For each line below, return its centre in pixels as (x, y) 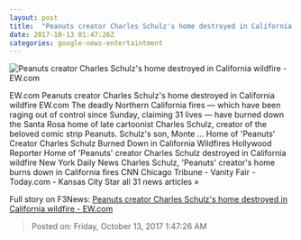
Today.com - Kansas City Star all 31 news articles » (105, 182)
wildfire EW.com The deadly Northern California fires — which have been (145, 106)
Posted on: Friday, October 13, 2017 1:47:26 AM (119, 226)
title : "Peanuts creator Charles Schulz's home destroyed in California (151, 26)
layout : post (34, 18)
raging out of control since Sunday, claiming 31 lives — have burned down (147, 115)
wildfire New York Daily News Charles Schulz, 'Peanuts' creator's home (142, 162)
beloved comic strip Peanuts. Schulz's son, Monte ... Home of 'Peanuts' (142, 134)
